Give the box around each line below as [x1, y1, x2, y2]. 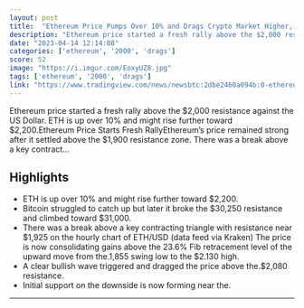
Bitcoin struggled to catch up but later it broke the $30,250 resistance [22, 203, 283, 214]
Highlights [9, 170, 70, 185]
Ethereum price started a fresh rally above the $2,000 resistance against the [9, 105, 294, 116]
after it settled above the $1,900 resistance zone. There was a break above [9, 134, 289, 145]
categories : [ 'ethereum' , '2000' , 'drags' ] [9, 47, 176, 56]
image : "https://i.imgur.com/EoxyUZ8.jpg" [9, 64, 172, 73]
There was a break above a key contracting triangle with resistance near [22, 222, 292, 233]
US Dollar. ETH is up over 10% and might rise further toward [9, 115, 233, 126]
